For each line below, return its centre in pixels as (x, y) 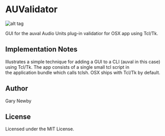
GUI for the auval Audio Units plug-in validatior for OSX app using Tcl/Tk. (82, 33)
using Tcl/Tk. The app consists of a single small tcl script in (67, 67)
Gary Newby (18, 101)
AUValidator (31, 9)
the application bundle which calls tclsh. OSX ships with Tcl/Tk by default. (83, 72)
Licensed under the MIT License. (40, 129)
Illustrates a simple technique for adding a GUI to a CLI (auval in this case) (83, 62)
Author (17, 88)
